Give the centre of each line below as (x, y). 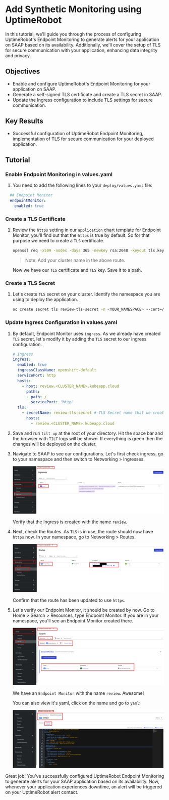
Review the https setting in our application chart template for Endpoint (87, 230)
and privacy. (18, 55)
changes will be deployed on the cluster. (54, 444)
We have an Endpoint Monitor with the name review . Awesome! (78, 693)
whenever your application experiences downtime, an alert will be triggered (84, 787)
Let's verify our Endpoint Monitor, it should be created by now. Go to (83, 610)
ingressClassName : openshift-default (57, 370)
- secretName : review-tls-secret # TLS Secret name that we (86, 413)
